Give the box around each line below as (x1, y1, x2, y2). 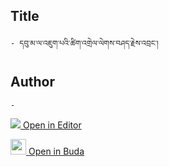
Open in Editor (22, 119, 82, 131)
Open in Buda (28, 145, 85, 157)
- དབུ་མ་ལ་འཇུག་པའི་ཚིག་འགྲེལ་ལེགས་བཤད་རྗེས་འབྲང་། (10, 38, 159, 48)
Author (10, 74, 55, 91)
